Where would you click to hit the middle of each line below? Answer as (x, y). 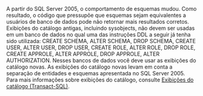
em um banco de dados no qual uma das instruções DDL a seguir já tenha (98, 35)
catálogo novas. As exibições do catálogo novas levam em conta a (89, 67)
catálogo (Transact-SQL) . (38, 86)
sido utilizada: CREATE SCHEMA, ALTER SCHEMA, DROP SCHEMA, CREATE (101, 41)
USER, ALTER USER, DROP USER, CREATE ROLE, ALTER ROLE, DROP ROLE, (101, 47)
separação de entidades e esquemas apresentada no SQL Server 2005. (96, 73)
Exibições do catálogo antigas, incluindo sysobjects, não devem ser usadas (101, 28)
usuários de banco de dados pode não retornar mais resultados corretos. (98, 22)
